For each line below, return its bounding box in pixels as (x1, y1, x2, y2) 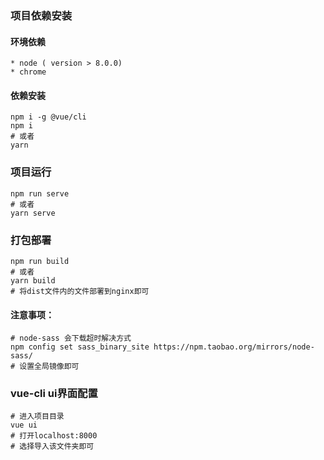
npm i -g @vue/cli (10, 112, 87, 122)
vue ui (10, 420, 38, 431)
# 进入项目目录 (10, 412, 65, 422)
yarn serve (10, 208, 56, 218)
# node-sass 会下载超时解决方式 (10, 333, 132, 344)
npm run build (10, 256, 70, 266)
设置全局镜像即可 (19, 362, 80, 372)
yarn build (10, 275, 56, 286)
